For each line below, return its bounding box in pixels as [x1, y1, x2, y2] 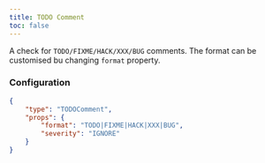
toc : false [9, 21, 49, 30]
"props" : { [25, 113, 65, 122]
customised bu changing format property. [9, 55, 161, 65]
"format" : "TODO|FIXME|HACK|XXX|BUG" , [41, 121, 184, 130]
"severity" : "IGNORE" [41, 130, 121, 138]
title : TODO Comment [9, 12, 86, 22]
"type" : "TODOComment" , [25, 105, 113, 114]
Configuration [9, 77, 71, 89]
